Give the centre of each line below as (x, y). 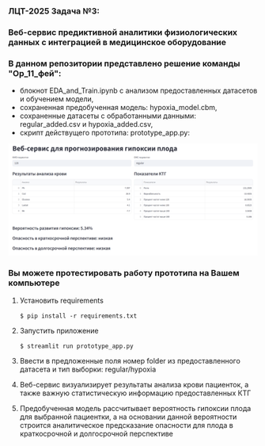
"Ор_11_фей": (35, 73)
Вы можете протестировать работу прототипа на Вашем (124, 273)
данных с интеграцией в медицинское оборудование (117, 42)
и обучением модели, (57, 99)
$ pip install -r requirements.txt (78, 316)
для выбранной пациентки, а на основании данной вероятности (128, 417)
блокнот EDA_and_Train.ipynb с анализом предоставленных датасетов (138, 91)
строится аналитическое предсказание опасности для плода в (126, 425)
